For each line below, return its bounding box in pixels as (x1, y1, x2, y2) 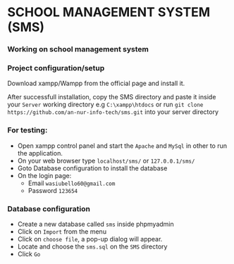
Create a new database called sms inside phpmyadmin (17, 220, 174, 228)
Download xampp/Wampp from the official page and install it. (7, 79, 185, 88)
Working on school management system (7, 44, 149, 54)
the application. (17, 149, 63, 157)
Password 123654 (27, 186, 78, 194)
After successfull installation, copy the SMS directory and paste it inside (7, 93, 216, 101)
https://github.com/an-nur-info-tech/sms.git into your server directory (7, 108, 219, 116)
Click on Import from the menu (17, 227, 107, 236)
